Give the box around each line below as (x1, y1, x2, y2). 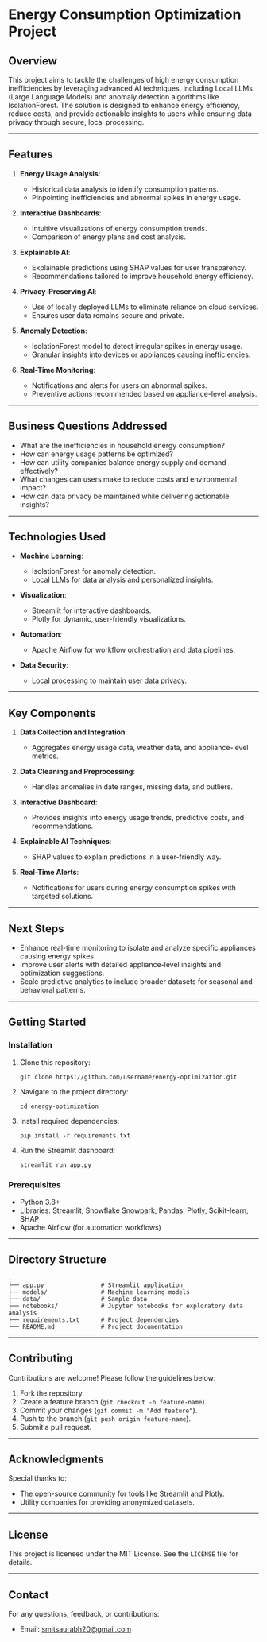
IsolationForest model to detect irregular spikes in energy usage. (31, 341, 243, 350)
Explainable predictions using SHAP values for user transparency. (31, 262, 247, 272)
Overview (8, 54, 58, 68)
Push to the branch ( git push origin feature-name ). (19, 1413, 192, 1423)
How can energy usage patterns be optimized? (19, 449, 173, 459)
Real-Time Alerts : (19, 868, 79, 877)
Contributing (8, 1352, 73, 1365)
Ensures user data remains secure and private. (31, 310, 184, 319)
